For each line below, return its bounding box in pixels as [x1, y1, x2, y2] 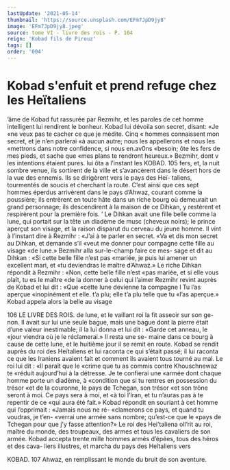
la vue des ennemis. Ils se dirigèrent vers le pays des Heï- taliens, [7, 173, 192, 182]
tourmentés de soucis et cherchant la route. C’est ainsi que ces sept [7, 180, 199, 189]
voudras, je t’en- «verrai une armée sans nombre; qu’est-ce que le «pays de [7, 412, 222, 421]
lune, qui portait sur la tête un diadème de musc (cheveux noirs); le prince [7, 217, 216, 225]
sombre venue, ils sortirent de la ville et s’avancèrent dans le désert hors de [7, 166, 221, 174]
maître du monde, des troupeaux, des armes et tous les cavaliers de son [7, 427, 211, 436]
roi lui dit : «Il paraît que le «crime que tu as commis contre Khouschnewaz [7, 362, 218, 370]
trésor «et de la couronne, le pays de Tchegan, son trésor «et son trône [7, 384, 209, 392]
